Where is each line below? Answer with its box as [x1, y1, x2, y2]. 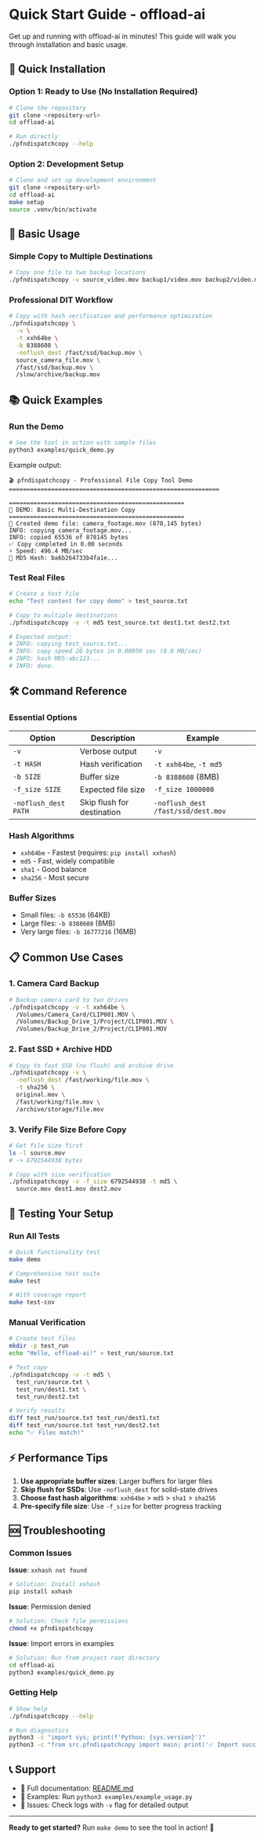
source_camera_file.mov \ [16, 356, 101, 364]
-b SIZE [13, 772, 42, 781]
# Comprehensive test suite [9, 1269, 101, 1277]
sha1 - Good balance [20, 864, 87, 874]
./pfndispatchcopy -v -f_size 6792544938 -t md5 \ [9, 1177, 178, 1186]
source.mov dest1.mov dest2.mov [16, 1185, 122, 1193]
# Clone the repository [9, 104, 87, 111]
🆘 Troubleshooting [9, 1524, 106, 1538]
